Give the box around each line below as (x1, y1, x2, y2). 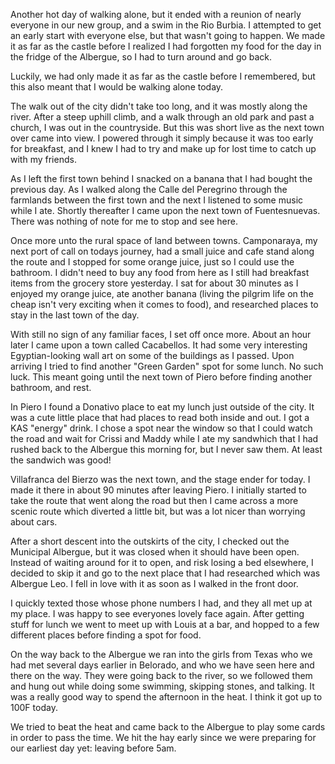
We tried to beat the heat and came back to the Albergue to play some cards (10, 721, 326, 733)
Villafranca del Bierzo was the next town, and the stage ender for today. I (10, 474, 311, 485)
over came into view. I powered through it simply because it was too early (10, 132, 314, 144)
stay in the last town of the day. (10, 309, 140, 321)
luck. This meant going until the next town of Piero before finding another (10, 371, 313, 383)
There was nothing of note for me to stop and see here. (10, 215, 238, 227)
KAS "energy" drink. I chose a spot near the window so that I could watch (10, 422, 313, 434)
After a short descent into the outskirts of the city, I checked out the (10, 535, 290, 547)
